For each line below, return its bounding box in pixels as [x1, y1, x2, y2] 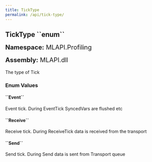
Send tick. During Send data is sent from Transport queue [5, 151, 125, 157]
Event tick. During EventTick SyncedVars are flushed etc [5, 106, 123, 112]
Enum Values [5, 82, 38, 89]
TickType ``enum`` [5, 30, 65, 38]
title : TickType [5, 7, 39, 13]
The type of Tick [5, 69, 40, 75]
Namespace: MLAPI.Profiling [5, 43, 92, 51]
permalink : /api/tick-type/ [5, 12, 65, 17]
